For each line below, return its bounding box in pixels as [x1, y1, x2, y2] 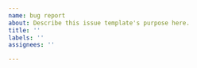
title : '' [8, 26, 41, 34]
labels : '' [8, 33, 44, 42]
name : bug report [8, 11, 66, 20]
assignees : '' [8, 41, 56, 49]
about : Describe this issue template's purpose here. [8, 19, 191, 27]
